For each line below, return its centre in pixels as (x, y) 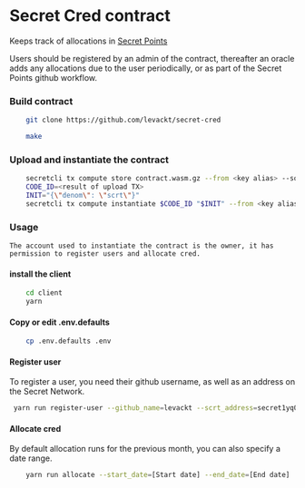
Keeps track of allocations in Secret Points (89, 41)
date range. (31, 458)
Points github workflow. (54, 77)
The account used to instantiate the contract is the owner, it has (142, 246)
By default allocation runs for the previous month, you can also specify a (145, 449)
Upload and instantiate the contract (89, 160)
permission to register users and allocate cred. (105, 254)
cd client (44, 293)
